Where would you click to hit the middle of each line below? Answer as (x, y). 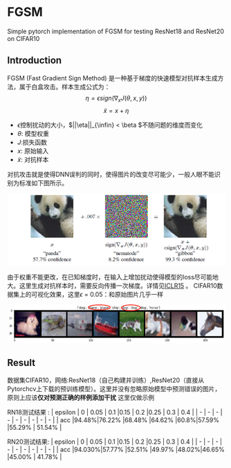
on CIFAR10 (24, 38)
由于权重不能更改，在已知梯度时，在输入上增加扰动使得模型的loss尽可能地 (113, 277)
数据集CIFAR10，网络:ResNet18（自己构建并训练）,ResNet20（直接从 (106, 380)
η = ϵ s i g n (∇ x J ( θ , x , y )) (116, 99)
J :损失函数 (32, 142)
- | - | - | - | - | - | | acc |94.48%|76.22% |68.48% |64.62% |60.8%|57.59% (113, 420)
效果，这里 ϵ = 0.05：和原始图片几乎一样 (107, 294)
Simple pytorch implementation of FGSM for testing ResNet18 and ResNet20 (116, 31)
